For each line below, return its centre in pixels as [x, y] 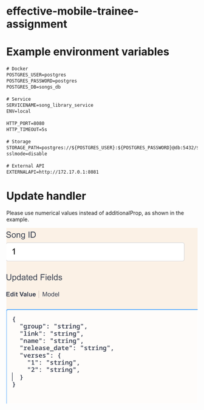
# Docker [17, 69]
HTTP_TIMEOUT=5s [27, 130]
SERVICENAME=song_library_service [50, 105]
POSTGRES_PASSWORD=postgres [42, 81]
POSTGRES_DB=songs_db [34, 87]
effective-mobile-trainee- [73, 11]
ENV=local [19, 111]
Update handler [46, 196]
